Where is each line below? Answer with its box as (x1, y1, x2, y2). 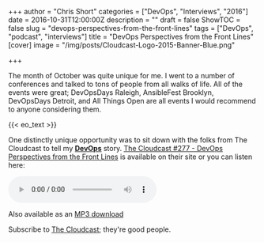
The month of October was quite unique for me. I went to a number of (8, 71, 235, 80)
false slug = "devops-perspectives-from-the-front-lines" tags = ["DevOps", (8, 24, 254, 32)
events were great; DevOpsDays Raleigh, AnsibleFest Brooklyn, (8, 88, 214, 97)
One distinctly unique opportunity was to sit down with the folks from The (8, 135, 247, 145)
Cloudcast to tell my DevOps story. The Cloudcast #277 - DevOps (8, 144, 224, 153)
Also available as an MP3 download (8, 210, 124, 218)
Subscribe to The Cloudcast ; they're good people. (8, 225, 172, 234)
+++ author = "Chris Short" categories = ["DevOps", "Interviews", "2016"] (8, 7, 249, 16)
